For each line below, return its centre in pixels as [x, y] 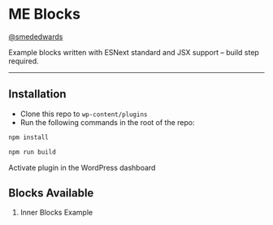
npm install [28, 137]
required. [24, 61]
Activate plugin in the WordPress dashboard [82, 167]
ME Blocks [45, 14]
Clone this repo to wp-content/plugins [84, 114]
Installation [37, 94]
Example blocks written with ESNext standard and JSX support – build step [134, 52]
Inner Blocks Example [56, 213]
